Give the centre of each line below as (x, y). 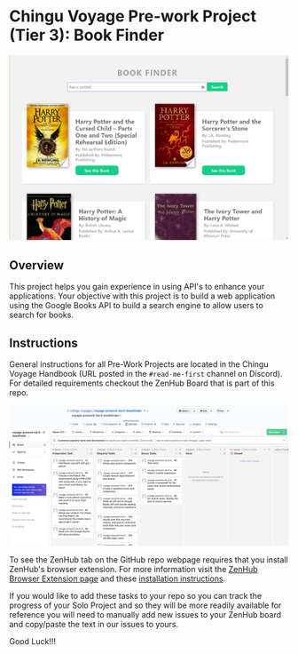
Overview (37, 265)
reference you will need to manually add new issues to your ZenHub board (145, 615)
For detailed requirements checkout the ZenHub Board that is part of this (142, 383)
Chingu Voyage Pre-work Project (133, 16)
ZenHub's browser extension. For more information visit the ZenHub (133, 570)
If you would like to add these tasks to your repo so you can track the (136, 596)
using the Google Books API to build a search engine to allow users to (136, 306)
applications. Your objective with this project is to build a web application (142, 296)
